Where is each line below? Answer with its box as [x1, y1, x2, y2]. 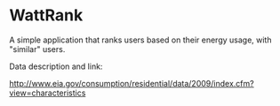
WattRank [9, 5, 84, 26]
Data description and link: [9, 61, 103, 72]
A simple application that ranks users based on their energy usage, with [9, 34, 272, 45]
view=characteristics [9, 87, 86, 98]
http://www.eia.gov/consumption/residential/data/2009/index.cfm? [9, 78, 255, 88]
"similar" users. [9, 43, 66, 54]
